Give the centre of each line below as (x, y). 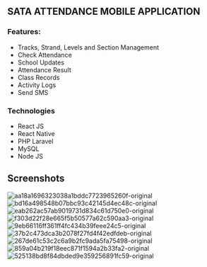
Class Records (39, 77)
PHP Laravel (35, 141)
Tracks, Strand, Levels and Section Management (88, 47)
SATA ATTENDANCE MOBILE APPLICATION (104, 12)
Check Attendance (45, 55)
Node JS (30, 156)
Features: (24, 32)
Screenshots (36, 179)
